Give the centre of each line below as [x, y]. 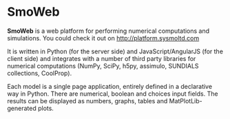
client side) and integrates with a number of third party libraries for [102, 58]
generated [22, 108]
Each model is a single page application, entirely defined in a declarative [109, 86]
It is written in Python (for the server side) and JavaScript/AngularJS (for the [115, 51]
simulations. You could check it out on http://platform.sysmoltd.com [103, 38]
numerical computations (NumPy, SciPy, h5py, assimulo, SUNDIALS [103, 66]
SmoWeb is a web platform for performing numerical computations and [108, 31]
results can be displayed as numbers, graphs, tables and [87, 101]
